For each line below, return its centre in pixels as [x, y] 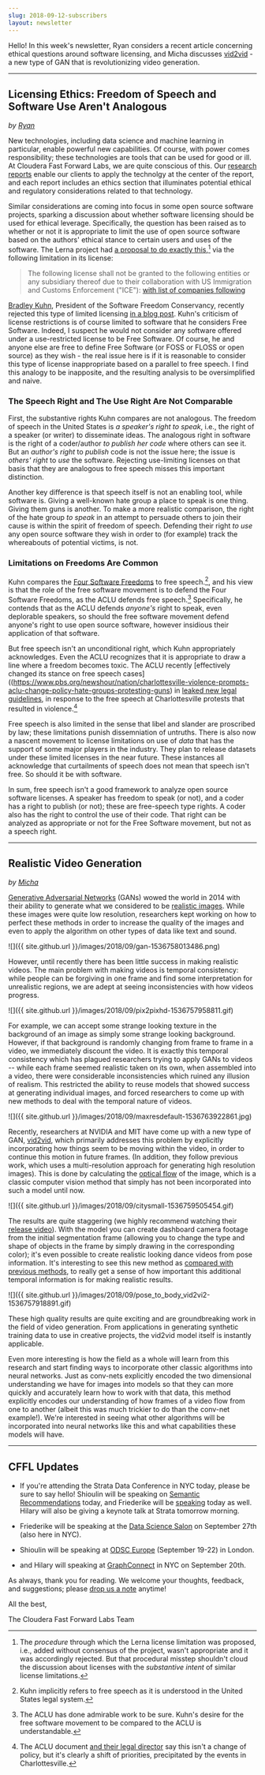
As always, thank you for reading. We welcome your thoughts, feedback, [126, 1581]
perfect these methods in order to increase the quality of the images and [126, 923]
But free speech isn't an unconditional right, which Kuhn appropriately [122, 648]
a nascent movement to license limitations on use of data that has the [121, 740]
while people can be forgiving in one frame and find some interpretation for [131, 978]
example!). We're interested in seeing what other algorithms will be [117, 1418]
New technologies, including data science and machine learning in [116, 141]
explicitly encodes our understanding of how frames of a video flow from [127, 1401]
